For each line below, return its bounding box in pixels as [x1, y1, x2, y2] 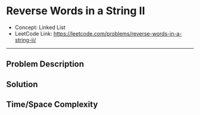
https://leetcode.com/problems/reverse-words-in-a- [53, 30, 182, 37]
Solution [6, 79, 38, 90]
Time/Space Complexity [6, 100, 98, 110]
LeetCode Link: [14, 30, 52, 37]
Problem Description [6, 59, 85, 69]
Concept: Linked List [14, 24, 65, 31]
